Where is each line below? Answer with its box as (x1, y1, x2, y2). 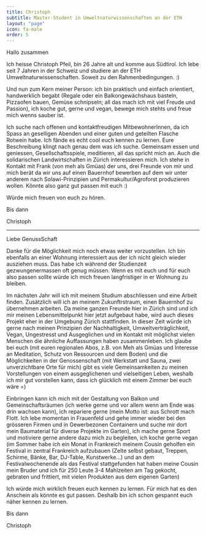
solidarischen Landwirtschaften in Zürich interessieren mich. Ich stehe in (6, 156, 190, 163)
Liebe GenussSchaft (6, 236, 58, 243)
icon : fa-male (6, 26, 43, 33)
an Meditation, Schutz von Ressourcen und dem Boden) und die (6, 350, 168, 358)
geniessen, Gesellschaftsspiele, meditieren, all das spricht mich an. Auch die (6, 150, 200, 157)
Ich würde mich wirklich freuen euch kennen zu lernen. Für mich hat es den (6, 485, 197, 493)
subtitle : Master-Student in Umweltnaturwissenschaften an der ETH (6, 15, 183, 21)
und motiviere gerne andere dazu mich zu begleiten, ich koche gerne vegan (6, 434, 198, 442)
